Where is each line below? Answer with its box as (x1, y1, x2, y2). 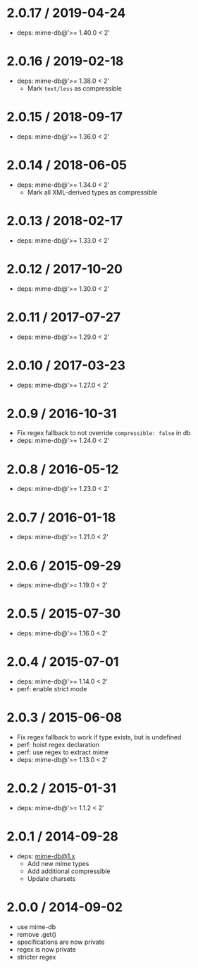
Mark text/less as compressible (27, 83, 123, 93)
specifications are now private (16, 938, 105, 946)
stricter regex (16, 952, 56, 961)
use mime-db (16, 922, 56, 931)
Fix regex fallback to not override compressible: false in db (16, 429, 191, 437)
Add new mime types (27, 859, 89, 868)
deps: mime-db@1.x (16, 851, 75, 860)
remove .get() (16, 930, 57, 938)
